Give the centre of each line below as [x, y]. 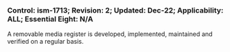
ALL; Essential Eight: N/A [50, 19]
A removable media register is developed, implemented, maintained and [110, 34]
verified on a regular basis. [46, 42]
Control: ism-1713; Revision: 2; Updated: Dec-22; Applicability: [115, 10]
